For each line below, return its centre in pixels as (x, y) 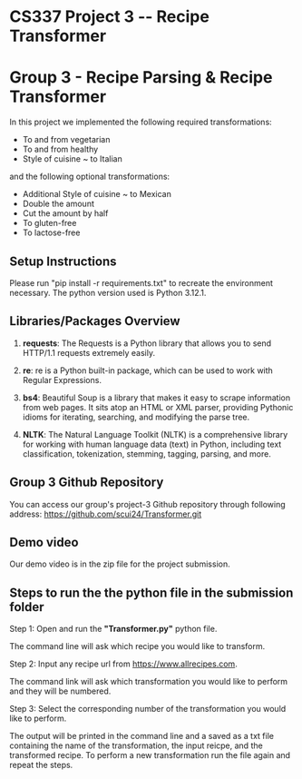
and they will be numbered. (60, 691)
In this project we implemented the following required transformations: (141, 122)
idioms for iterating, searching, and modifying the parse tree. (136, 417)
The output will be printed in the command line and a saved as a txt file (142, 736)
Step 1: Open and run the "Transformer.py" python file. (113, 629)
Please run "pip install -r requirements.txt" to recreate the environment (141, 282)
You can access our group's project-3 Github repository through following (147, 504)
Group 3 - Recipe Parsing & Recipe (141, 78)
